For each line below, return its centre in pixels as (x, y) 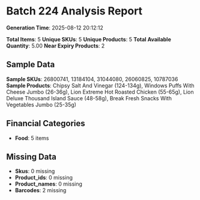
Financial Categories (46, 123)
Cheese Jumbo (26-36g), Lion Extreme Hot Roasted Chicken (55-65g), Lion (100, 92)
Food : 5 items (32, 138)
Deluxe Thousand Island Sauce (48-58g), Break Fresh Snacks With (89, 98)
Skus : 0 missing (35, 171)
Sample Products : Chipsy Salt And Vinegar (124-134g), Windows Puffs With (100, 85)
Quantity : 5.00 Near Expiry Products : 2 (56, 46)
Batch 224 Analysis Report (74, 11)
